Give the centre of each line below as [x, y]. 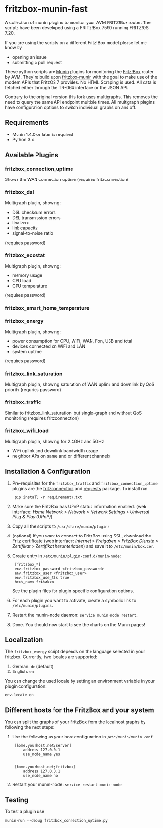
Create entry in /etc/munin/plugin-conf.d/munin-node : [66, 556]
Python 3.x [23, 139]
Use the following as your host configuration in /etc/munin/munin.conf [82, 737]
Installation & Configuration [48, 471]
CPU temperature [30, 286]
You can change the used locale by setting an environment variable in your [80, 681]
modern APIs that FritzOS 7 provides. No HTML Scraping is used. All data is [81, 82]
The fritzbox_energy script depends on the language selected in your [75, 651]
